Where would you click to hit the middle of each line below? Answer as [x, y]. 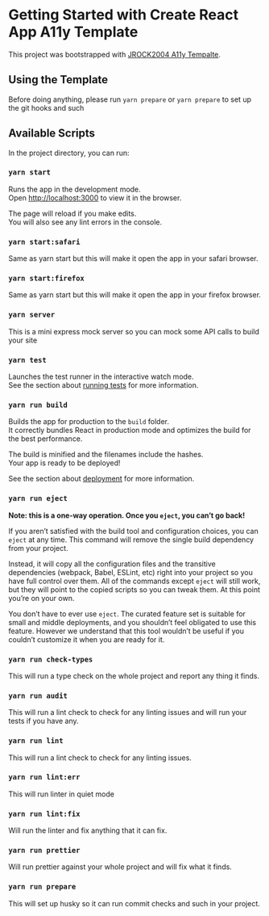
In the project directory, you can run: [69, 153]
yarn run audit [38, 695]
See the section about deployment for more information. [101, 479]
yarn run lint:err [44, 777]
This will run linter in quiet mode [62, 794]
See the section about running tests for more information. [103, 385]
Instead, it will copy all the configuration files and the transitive [112, 564]
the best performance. [46, 439]
